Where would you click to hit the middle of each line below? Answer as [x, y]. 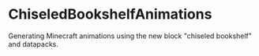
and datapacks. [34, 44]
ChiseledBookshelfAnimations [110, 14]
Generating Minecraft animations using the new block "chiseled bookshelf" [130, 36]
